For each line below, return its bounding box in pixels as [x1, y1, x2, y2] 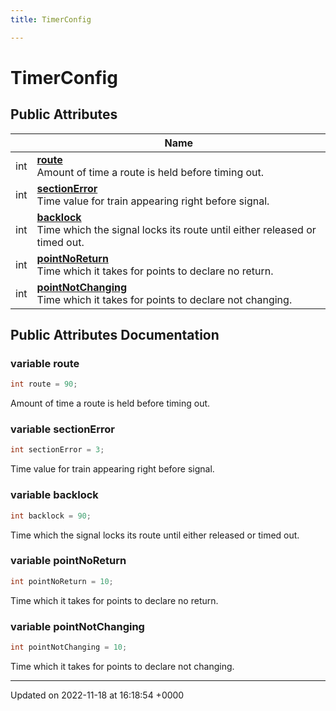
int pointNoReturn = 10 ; [10, 576, 114, 586]
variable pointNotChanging [10, 619, 145, 633]
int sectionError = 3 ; [10, 445, 105, 455]
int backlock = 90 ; [10, 511, 92, 521]
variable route [10, 356, 80, 370]
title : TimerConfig [10, 14, 92, 25]
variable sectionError [10, 422, 116, 436]
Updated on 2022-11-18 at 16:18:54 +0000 [10, 689, 185, 701]
